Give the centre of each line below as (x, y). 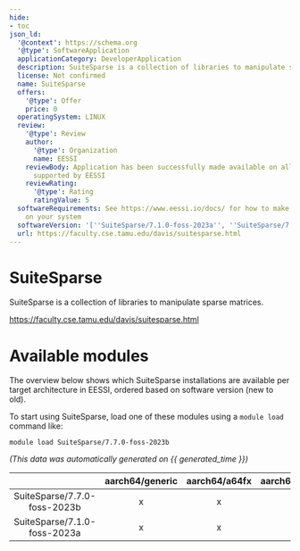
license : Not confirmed (61, 76)
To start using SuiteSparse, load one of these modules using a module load (146, 417)
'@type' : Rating (63, 192)
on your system (54, 217)
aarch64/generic (141, 481)
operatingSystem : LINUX (61, 117)
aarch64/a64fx (219, 481)
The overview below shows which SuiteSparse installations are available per (150, 380)
